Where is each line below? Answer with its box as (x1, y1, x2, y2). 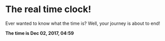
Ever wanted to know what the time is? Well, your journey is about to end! (5, 20, 160, 26)
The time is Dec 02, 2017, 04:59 (5, 30, 74, 36)
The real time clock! (5, 4, 91, 15)
